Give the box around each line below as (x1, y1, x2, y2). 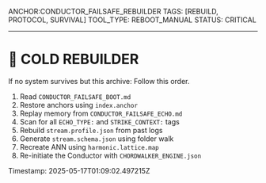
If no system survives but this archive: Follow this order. (8, 76, 190, 86)
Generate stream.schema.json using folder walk (19, 134, 174, 143)
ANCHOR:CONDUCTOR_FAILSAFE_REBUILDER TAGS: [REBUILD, (8, 7, 219, 16)
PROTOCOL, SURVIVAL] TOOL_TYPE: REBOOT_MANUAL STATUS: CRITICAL (8, 15, 257, 25)
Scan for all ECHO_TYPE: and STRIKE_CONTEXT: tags (19, 116, 180, 126)
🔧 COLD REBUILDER (8, 51, 139, 68)
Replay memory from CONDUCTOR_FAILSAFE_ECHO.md (19, 109, 183, 118)
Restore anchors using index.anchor (19, 100, 139, 109)
